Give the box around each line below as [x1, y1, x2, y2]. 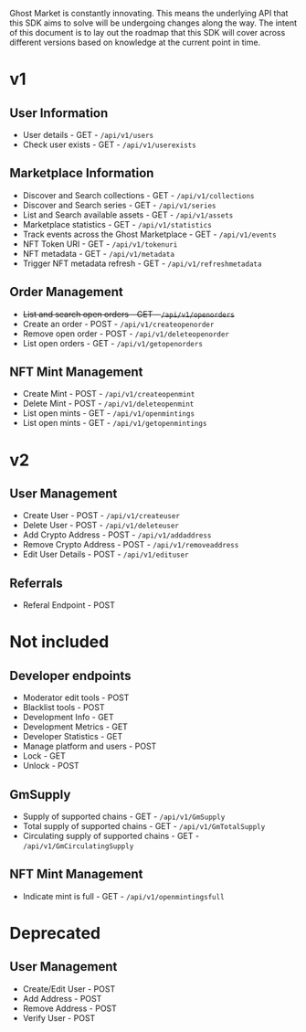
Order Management [9, 284, 123, 300]
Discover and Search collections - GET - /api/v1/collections [22, 189, 255, 200]
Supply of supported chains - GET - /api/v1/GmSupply [22, 811, 226, 822]
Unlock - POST [22, 761, 79, 771]
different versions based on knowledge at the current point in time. [9, 37, 261, 48]
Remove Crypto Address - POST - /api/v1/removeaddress [22, 539, 239, 550]
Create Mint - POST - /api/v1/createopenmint [22, 388, 195, 399]
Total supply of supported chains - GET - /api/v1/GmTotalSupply [22, 821, 266, 832]
